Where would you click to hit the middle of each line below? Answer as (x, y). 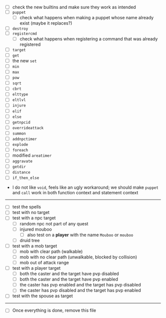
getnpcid (21, 122)
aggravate (22, 161)
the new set (24, 61)
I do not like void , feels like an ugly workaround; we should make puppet (85, 187)
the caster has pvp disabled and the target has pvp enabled (80, 290)
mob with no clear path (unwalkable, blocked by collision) (78, 257)
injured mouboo (36, 229)
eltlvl (19, 100)
